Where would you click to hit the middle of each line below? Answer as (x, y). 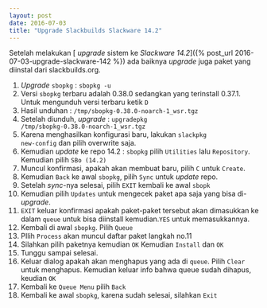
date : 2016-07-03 (38, 23)
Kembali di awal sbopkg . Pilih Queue (77, 228)
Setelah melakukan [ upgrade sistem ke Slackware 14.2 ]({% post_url (121, 53)
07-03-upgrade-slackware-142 (60, 61)
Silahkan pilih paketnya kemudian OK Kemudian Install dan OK (122, 244)
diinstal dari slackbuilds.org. (55, 70)
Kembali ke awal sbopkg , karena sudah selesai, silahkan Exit (119, 295)
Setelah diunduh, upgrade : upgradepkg (84, 119)
